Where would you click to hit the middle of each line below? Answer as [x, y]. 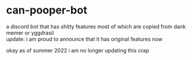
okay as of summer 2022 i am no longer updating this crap [78, 50]
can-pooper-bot [47, 10]
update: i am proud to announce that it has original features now [84, 39]
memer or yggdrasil [30, 32]
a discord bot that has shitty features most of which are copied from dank [96, 26]
